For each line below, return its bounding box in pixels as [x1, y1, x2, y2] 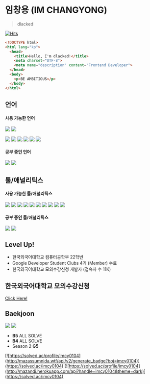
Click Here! [5, 295, 28, 301]
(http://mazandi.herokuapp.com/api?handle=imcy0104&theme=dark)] [5, 368, 146, 374]
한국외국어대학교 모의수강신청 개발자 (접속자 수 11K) [12, 266, 111, 272]
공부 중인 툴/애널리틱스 [5, 214, 49, 220]
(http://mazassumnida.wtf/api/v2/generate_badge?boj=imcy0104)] [5, 358, 140, 363]
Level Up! [5, 240, 35, 249]
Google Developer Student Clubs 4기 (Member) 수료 [12, 260, 117, 266]
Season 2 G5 [12, 343, 39, 349]
